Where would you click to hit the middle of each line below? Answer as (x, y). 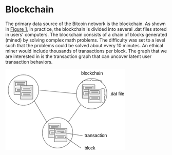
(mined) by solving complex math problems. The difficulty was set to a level (85, 40)
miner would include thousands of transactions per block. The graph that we (86, 51)
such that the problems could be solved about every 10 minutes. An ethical (84, 45)
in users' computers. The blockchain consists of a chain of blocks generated (86, 34)
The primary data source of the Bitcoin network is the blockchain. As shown (85, 24)
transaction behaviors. (29, 62)
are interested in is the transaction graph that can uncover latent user (79, 56)
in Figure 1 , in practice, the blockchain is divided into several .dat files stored (86, 29)
